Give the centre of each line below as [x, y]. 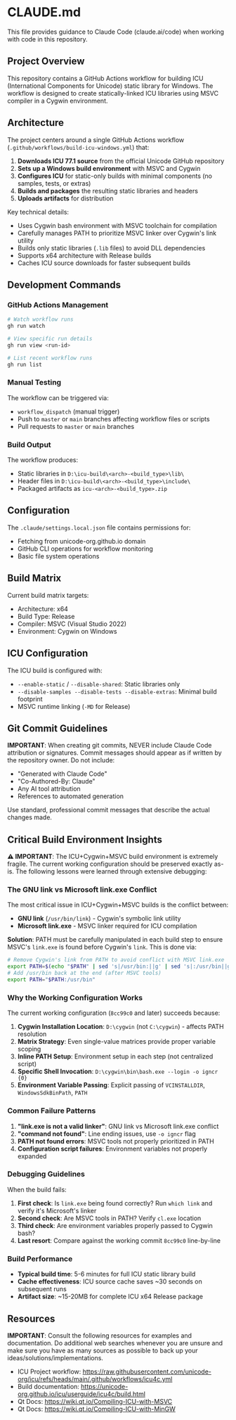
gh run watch [26, 326]
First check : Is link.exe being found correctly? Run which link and [115, 1203]
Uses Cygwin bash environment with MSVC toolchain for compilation [117, 225]
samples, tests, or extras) [54, 183]
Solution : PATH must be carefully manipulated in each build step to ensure [115, 940]
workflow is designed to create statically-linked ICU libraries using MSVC [113, 93]
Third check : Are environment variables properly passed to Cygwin [115, 1225]
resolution [32, 1034]
